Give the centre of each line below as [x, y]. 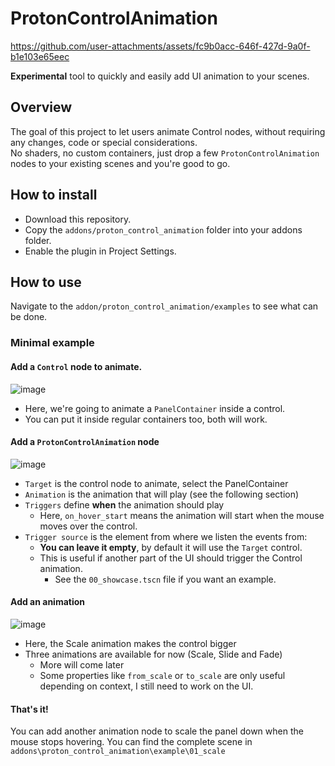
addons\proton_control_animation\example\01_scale [118, 752]
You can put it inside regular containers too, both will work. [146, 419]
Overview [41, 107]
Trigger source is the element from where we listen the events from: [166, 536]
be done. [29, 317]
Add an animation [48, 602]
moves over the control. [88, 526]
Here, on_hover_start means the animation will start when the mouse [182, 515]
